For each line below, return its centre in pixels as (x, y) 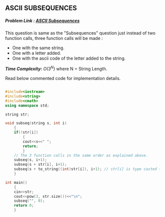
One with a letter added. (37, 53)
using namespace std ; (27, 106)
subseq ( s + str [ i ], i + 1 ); (41, 165)
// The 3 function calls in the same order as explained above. (81, 155)
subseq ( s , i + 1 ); (31, 160)
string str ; (17, 114)
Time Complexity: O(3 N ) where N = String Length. (56, 69)
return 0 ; (24, 206)
